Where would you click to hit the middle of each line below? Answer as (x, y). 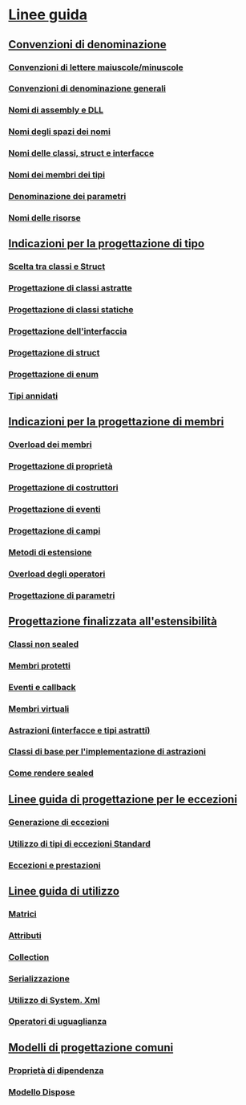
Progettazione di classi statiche (71, 310)
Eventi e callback (42, 687)
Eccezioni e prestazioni (55, 865)
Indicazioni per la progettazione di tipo (107, 244)
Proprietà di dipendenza (56, 1070)
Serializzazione (39, 978)
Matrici (22, 914)
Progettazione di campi (54, 530)
